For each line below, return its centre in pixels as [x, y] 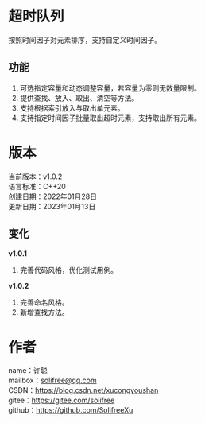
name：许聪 [28, 371]
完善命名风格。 [44, 302]
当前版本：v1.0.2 [35, 177]
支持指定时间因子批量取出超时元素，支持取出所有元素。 [110, 118]
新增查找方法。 [44, 312]
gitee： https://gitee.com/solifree [62, 400]
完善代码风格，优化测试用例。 [68, 270]
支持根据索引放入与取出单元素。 [72, 107]
